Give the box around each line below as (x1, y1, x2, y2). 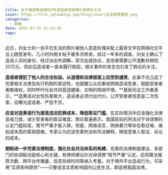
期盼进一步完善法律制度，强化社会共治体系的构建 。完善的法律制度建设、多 (5, 145, 158, 151)
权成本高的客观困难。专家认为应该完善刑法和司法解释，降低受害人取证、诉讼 (5, 128, 163, 134)
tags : (5, 30, 16, 35)
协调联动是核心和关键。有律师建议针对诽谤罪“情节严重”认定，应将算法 (13, 152, 158, 157)
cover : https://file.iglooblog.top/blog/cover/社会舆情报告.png (5, 12, 137, 17)
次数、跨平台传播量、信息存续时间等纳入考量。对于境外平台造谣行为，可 (9, 158, 158, 164)
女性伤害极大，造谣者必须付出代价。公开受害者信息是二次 (35, 93, 154, 99)
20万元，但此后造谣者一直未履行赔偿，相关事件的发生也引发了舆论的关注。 (5, 63, 160, 69)
